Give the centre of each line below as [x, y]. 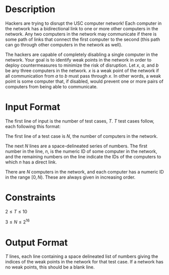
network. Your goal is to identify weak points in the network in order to [78, 60]
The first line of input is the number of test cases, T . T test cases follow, [80, 121]
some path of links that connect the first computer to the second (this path [83, 39]
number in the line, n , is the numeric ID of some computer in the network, [81, 151]
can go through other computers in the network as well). [64, 44]
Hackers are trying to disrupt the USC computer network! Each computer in [83, 23]
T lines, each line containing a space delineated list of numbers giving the [82, 256]
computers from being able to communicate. [51, 86]
